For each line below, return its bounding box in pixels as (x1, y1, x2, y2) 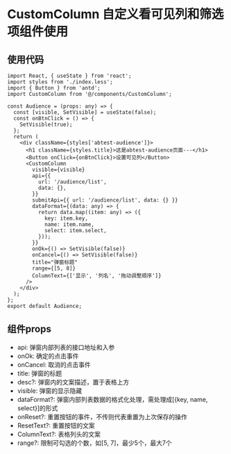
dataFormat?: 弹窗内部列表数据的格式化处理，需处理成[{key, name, (17, 395, 208, 403)
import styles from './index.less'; (7, 79, 113, 86)
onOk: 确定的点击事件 (17, 352, 79, 360)
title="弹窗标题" (32, 259, 78, 266)
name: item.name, (44, 221, 95, 228)
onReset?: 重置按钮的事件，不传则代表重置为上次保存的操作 (17, 412, 187, 421)
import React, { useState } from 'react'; (7, 72, 132, 79)
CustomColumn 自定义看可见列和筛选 (7, 6, 224, 22)
